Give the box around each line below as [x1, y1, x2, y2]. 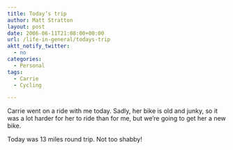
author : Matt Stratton [7, 17, 73, 24]
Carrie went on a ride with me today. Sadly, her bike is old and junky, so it [7, 107, 218, 115]
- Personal [13, 62, 45, 69]
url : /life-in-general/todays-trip [7, 36, 111, 43]
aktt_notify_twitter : [7, 43, 70, 50]
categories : [7, 56, 42, 63]
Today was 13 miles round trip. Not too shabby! [7, 135, 143, 144]
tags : [7, 68, 23, 75]
